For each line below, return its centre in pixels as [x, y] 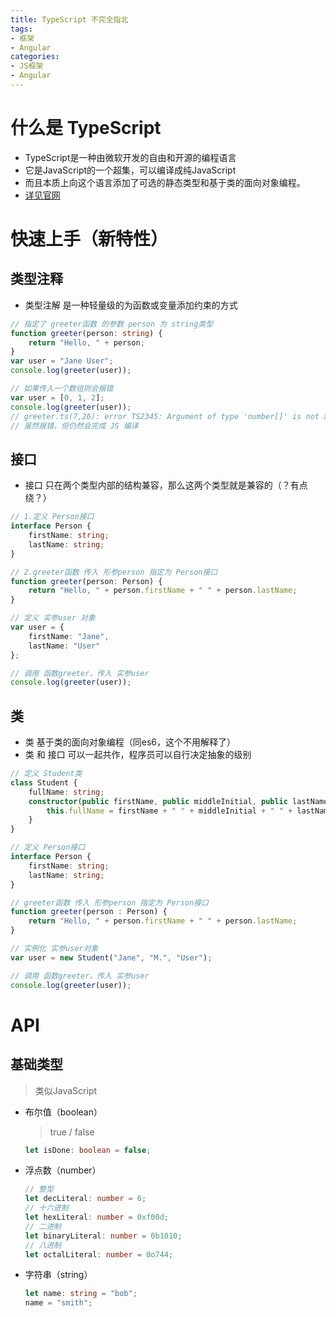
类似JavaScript [66, 1090]
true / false [72, 1132]
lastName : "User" [64, 646]
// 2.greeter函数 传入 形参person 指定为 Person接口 [114, 572]
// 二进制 [43, 1226]
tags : [21, 29]
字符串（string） [58, 1275]
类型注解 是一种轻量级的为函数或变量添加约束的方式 [131, 305]
